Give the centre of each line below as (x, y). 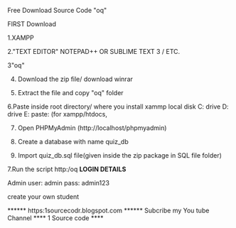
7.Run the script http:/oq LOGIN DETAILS (67, 169)
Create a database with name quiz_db (73, 142)
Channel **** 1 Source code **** (55, 218)
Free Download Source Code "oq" (57, 10)
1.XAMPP (21, 38)
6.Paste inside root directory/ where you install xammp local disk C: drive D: (118, 107)
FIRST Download (32, 24)
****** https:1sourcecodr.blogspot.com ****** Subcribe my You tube (108, 210)
